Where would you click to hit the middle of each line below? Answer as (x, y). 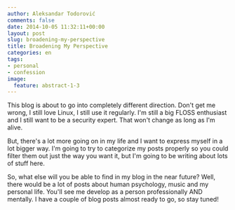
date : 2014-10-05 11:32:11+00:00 (56, 27)
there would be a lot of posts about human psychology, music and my (108, 184)
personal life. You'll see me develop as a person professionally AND (105, 192)
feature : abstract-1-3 (47, 85)
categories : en (29, 53)
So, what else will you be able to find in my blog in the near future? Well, (112, 177)
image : (17, 79)
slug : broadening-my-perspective (56, 40)
